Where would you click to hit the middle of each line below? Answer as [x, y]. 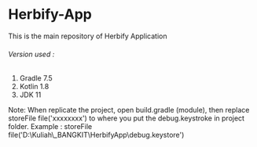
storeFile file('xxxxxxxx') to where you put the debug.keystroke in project [127, 118]
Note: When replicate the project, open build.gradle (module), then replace [129, 110]
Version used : [31, 54]
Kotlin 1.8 [34, 87]
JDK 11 [30, 95]
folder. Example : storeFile [50, 127]
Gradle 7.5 [36, 78]
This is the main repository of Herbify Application [88, 36]
